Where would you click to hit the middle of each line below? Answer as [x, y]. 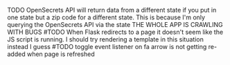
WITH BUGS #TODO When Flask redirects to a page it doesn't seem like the [115, 32]
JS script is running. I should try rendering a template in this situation [106, 39]
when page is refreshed [61, 54]
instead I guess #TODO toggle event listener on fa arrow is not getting [107, 47]
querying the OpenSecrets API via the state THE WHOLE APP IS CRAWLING [115, 25]
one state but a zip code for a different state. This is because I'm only [106, 17]
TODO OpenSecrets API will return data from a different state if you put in [112, 10]
